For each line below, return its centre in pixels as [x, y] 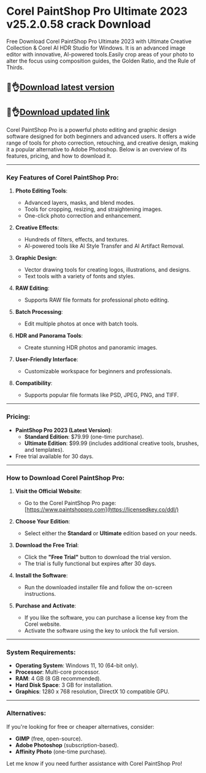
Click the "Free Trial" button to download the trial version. [98, 557]
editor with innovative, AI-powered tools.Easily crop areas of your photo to [100, 54]
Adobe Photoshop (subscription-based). [67, 745]
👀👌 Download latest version [60, 87]
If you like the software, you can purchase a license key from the [106, 618]
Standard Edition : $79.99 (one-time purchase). [84, 436]
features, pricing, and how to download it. [59, 156]
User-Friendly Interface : [47, 359]
